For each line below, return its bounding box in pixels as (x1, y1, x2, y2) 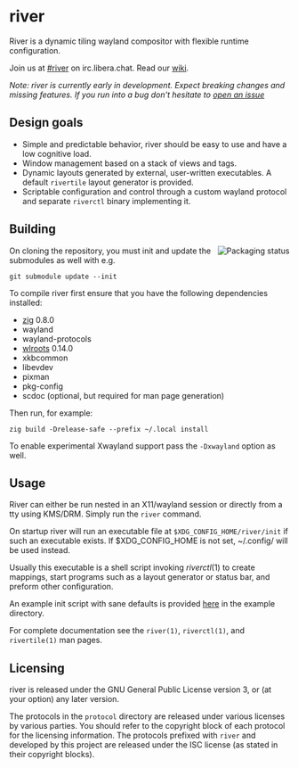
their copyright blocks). (9, 749, 95, 760)
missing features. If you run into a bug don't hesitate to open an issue (9, 89, 265, 100)
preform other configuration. (9, 582, 114, 592)
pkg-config (21, 381, 64, 392)
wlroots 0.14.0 (21, 343, 74, 353)
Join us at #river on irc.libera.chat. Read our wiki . (9, 62, 189, 73)
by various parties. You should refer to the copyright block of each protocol (9, 721, 286, 731)
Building (9, 221, 56, 237)
